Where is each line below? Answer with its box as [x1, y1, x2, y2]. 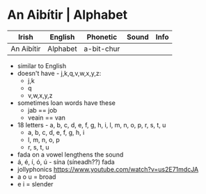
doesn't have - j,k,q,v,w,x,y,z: [17, 69, 102, 77]
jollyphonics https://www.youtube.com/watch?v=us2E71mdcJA [17, 165, 199, 173]
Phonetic [86, 32, 118, 42]
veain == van [27, 113, 66, 122]
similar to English [17, 61, 67, 70]
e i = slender [17, 179, 54, 188]
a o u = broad [17, 172, 56, 181]
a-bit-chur [84, 44, 120, 54]
